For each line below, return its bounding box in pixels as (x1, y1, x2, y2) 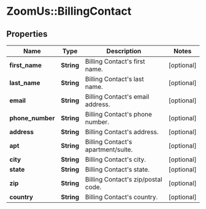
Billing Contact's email (85, 93, 150, 101)
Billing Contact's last (85, 75, 144, 83)
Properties (6, 29, 48, 39)
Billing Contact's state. (85, 165, 150, 173)
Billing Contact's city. (85, 155, 146, 164)
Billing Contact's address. (85, 127, 159, 136)
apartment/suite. (85, 145, 133, 154)
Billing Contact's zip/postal (85, 175, 162, 183)
